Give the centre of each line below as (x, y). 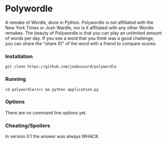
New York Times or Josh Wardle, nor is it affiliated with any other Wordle (80, 27)
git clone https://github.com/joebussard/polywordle (61, 67)
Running (16, 79)
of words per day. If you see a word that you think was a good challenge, (80, 38)
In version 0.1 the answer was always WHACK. (52, 137)
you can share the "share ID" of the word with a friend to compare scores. (81, 43)
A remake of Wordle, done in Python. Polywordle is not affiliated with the (79, 22)
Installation (19, 56)
